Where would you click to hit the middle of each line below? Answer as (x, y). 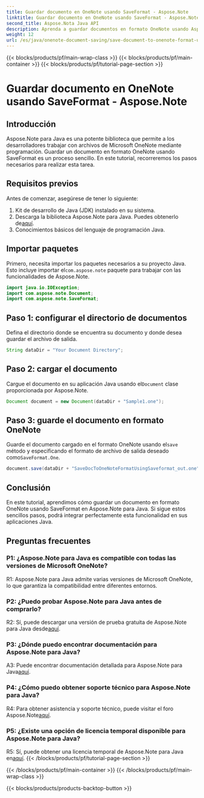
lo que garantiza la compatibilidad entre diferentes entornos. (82, 585)
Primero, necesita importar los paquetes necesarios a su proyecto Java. (96, 263)
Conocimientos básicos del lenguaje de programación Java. (90, 230)
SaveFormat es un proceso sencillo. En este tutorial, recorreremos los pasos (102, 158)
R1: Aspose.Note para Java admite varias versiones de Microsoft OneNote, (100, 579)
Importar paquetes (42, 249)
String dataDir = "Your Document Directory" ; (65, 350)
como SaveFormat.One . (33, 457)
